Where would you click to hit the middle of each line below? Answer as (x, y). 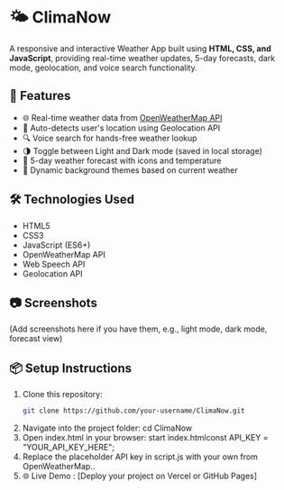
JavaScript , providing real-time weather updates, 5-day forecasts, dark (142, 58)
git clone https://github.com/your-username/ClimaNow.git (133, 411)
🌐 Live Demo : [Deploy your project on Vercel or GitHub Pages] (140, 476)
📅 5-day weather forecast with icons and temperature (122, 160)
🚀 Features (40, 96)
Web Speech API (54, 264)
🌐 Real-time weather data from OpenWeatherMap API (122, 117)
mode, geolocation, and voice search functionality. (103, 68)
